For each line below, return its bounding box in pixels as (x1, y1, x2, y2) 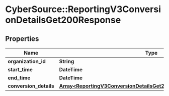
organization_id (8, 58, 46, 65)
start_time (8, 66, 33, 73)
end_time (8, 74, 31, 81)
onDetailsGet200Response (5, 14, 121, 26)
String (59, 58, 74, 65)
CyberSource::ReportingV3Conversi (5, 4, 161, 15)
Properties (5, 34, 39, 43)
